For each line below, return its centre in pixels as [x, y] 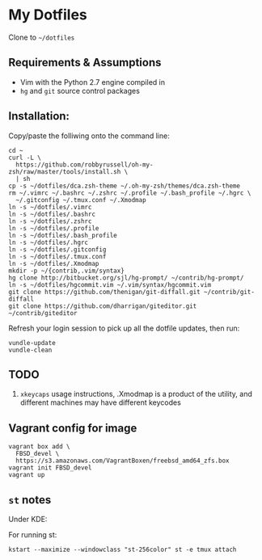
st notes [30, 500]
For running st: [33, 535]
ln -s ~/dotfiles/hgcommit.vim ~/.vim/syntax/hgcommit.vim [110, 284]
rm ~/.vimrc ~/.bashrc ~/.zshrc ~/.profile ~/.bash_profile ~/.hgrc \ [130, 193]
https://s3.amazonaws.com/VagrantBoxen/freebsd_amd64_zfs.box [123, 461]
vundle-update [32, 343]
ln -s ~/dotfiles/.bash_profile [63, 235]
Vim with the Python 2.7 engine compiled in [93, 82]
